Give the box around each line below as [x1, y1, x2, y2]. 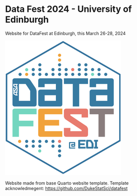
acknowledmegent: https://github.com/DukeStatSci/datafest [5, 185, 128, 191]
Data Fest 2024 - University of [5, 3, 132, 15]
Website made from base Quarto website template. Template [5, 180, 129, 186]
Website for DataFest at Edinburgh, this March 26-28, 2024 [5, 30, 126, 36]
